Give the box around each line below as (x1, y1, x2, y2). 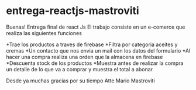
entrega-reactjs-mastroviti (6, 4, 139, 18)
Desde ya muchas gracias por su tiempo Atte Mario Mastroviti (6, 77, 155, 84)
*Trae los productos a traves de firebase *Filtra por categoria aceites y (6, 41, 178, 48)
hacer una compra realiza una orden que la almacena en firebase (6, 53, 163, 60)
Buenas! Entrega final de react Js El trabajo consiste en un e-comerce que (6, 23, 185, 30)
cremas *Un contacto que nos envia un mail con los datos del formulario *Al (6, 47, 191, 54)
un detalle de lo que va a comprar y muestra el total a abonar (6, 65, 153, 72)
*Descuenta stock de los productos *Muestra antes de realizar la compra (6, 60, 184, 67)
